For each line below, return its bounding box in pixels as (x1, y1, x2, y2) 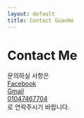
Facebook (7, 79, 37, 88)
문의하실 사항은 (7, 71, 49, 80)
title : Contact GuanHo (7, 17, 74, 24)
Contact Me (7, 47, 78, 64)
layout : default (7, 10, 55, 18)
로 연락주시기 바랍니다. (7, 103, 70, 112)
